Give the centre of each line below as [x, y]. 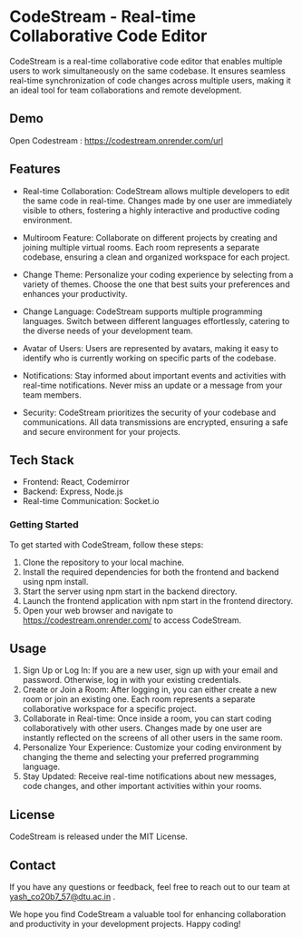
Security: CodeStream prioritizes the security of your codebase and [149, 412]
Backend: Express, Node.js [73, 491]
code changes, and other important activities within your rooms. [142, 786]
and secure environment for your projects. [102, 431]
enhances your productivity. [75, 293]
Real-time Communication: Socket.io [91, 501]
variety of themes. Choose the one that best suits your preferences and [156, 284]
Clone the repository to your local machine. [103, 562]
